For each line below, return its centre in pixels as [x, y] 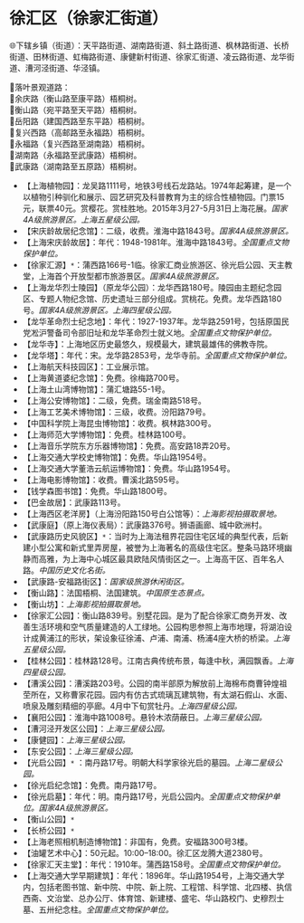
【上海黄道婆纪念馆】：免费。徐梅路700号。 [103, 377]
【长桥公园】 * [48, 830]
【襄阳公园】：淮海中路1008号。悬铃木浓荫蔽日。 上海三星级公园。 [144, 717]
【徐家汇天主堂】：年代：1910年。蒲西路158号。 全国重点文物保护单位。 [154, 864]
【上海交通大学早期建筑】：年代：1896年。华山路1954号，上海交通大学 [153, 875]
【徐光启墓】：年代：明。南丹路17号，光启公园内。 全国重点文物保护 [147, 796]
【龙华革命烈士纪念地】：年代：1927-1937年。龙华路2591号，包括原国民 [156, 321]
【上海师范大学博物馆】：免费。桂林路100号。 [107, 434]
